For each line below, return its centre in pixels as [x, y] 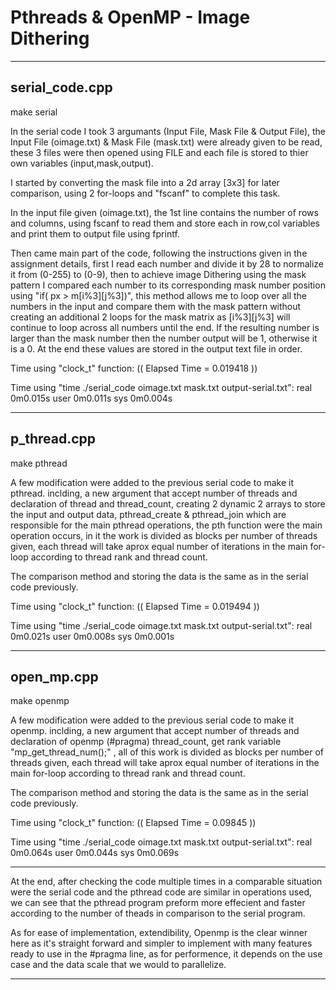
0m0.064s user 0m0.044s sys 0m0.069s [95, 853]
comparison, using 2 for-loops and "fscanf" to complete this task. [145, 193]
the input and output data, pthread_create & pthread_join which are [148, 514]
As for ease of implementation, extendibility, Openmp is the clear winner [159, 933]
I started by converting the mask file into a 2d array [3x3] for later [145, 182]
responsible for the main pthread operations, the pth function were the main [166, 525]
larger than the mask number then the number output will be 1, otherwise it [164, 338]
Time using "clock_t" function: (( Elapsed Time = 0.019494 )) [135, 606]
